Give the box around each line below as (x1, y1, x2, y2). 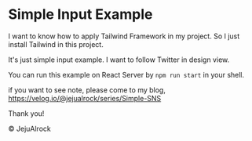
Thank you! (8, 108, 45, 118)
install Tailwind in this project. (8, 39, 104, 49)
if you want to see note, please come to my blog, (8, 85, 166, 95)
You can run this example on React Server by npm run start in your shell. (8, 70, 245, 79)
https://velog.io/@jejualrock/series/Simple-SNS (8, 93, 162, 103)
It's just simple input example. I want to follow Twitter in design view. (8, 55, 230, 64)
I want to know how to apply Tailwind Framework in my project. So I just (8, 31, 240, 41)
